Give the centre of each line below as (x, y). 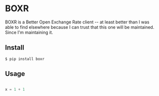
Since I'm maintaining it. (29, 32)
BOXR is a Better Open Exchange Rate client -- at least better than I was (77, 22)
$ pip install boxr (25, 59)
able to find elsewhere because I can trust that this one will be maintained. (80, 27)
